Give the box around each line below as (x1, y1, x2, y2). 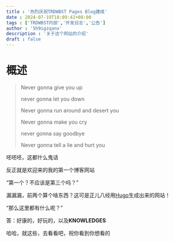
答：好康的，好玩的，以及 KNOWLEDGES (6, 216, 106, 224)
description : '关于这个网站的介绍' (6, 31, 89, 37)
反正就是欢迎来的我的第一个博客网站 (6, 166, 95, 173)
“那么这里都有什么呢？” (6, 204, 64, 211)
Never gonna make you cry (20, 118, 87, 125)
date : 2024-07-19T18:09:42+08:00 (6, 14, 92, 20)
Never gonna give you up (20, 84, 83, 91)
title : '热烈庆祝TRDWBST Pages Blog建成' (6, 8, 107, 15)
